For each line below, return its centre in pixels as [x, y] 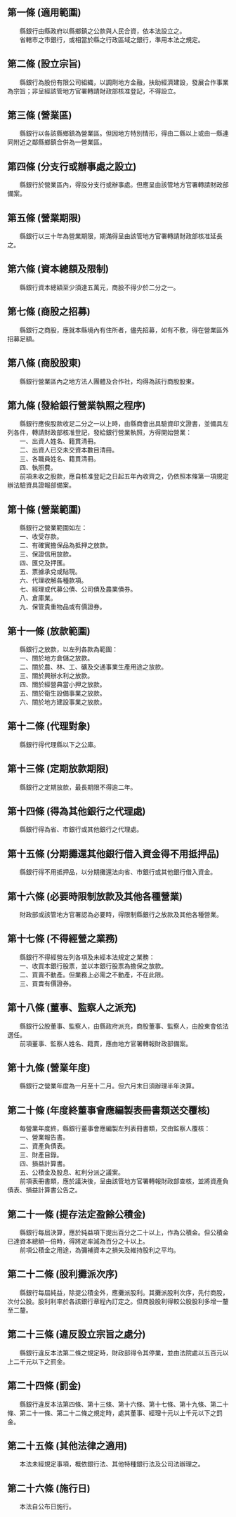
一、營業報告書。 [44, 1138]
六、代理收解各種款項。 [53, 580]
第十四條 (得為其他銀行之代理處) [77, 811]
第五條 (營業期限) [44, 217]
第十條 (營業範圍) [44, 509]
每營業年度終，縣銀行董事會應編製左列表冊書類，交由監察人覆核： [115, 1128]
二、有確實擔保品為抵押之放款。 [66, 545]
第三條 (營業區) [40, 116]
